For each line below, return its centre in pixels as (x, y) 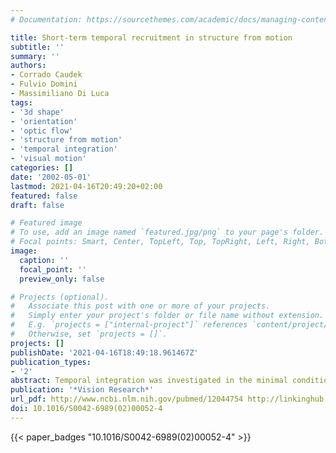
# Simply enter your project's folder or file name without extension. (167, 316)
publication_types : (51, 362)
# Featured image (46, 223)
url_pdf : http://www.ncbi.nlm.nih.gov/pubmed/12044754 (127, 399)
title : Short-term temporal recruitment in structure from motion (151, 37)
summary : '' (35, 56)
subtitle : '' (37, 47)
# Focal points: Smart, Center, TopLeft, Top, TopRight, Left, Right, (160, 242)
